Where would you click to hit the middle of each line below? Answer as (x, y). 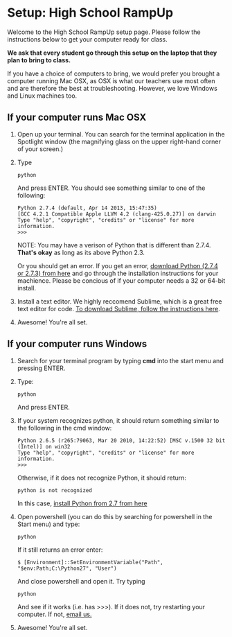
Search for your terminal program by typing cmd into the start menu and (120, 360)
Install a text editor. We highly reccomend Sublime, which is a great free (119, 301)
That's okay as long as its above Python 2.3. (81, 252)
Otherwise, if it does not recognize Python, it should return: (102, 478)
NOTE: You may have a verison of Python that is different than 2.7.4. (114, 245)
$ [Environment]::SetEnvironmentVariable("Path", (90, 562)
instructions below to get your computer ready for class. (87, 39)
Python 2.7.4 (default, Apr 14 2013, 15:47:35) (87, 208)
